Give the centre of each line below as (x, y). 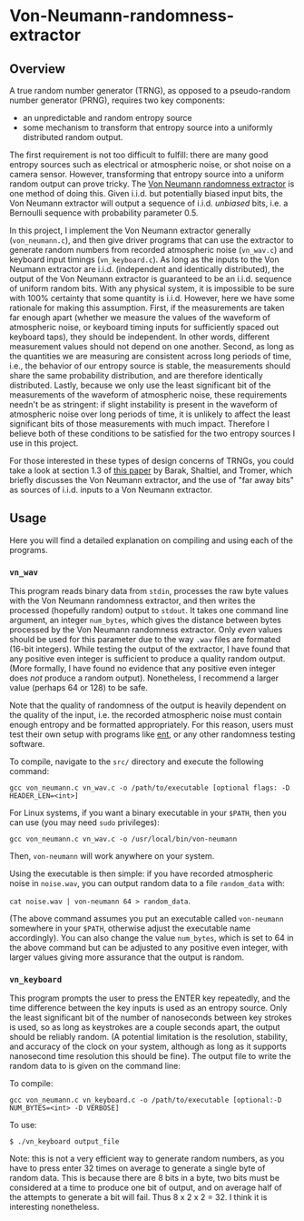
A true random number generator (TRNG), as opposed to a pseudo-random (150, 91)
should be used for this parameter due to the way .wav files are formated (145, 640)
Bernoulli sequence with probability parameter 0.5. (104, 213)
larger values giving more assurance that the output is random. (127, 957)
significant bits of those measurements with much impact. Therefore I (140, 424)
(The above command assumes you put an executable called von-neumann (147, 919)
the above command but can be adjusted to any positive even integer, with (149, 948)
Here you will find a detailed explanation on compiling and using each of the (151, 540)
